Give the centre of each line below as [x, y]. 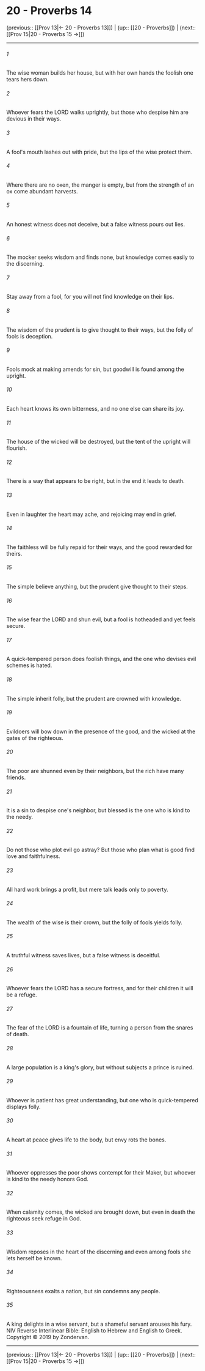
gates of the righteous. [35, 738]
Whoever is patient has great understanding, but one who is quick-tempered [102, 1100]
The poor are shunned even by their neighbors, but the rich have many [95, 771]
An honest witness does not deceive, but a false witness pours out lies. [95, 224]
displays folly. [23, 1107]
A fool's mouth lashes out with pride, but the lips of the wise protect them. [99, 152]
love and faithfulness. [34, 856]
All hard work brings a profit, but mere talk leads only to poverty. [87, 889]
